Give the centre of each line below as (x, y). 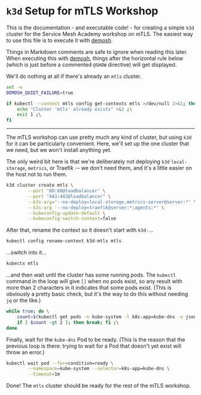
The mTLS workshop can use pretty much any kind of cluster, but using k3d (99, 137)
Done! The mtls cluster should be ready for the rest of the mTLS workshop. (99, 386)
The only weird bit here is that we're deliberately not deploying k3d (88, 162)
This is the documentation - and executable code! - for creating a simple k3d (100, 28)
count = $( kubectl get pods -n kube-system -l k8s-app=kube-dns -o (100, 317)
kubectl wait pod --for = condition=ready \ (60, 363)
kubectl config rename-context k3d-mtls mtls (64, 241)
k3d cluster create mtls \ (40, 186)
